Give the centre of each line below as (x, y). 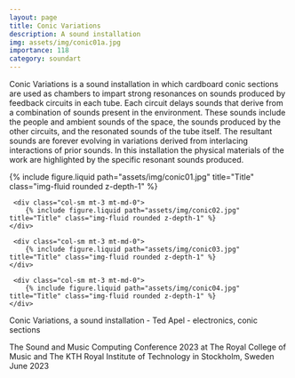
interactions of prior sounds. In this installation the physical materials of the (147, 150)
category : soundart (45, 59)
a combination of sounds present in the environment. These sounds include (147, 113)
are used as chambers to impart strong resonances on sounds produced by (147, 93)
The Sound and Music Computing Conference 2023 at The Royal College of (148, 347)
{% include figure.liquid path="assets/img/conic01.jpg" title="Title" (132, 177)
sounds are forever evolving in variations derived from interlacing (129, 141)
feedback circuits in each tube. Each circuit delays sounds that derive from (146, 103)
